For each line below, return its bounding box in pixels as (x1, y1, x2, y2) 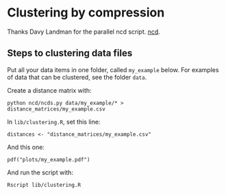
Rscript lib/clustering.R (7, 181, 81, 188)
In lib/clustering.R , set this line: (7, 117, 101, 126)
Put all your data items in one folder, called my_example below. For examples (7, 65, 219, 73)
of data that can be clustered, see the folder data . (7, 73, 147, 81)
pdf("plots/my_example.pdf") (7, 156, 90, 163)
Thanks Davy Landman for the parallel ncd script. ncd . (7, 27, 161, 36)
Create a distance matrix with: (7, 86, 92, 94)
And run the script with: (7, 168, 74, 176)
